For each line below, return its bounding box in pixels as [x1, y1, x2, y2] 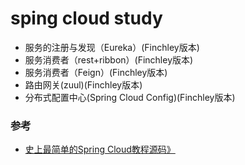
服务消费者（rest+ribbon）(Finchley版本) [24, 53, 194, 66]
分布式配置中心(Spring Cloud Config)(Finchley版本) [24, 91, 236, 103]
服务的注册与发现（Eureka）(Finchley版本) [24, 41, 200, 53]
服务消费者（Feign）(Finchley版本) [24, 66, 168, 78]
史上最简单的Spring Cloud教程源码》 [24, 143, 176, 156]
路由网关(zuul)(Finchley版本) [24, 78, 143, 91]
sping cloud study [10, 7, 163, 30]
